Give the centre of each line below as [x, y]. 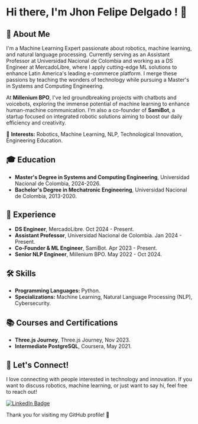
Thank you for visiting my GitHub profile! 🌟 [58, 415]
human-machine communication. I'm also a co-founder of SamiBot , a [91, 110]
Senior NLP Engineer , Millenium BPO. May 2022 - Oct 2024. [88, 254]
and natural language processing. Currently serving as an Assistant [88, 55]
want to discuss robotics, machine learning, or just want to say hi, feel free [97, 385]
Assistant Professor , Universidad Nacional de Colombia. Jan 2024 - [98, 235]
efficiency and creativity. [36, 123]
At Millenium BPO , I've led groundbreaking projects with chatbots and [91, 98]
